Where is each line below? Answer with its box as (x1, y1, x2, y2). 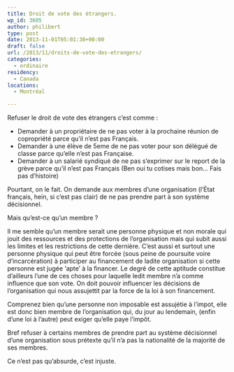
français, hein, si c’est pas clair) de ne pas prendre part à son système (7, 193, 210, 201)
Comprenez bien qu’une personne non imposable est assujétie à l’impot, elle (7, 300, 227, 308)
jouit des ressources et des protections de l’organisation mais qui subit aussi (7, 235, 227, 243)
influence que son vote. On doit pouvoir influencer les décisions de (7, 279, 200, 287)
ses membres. (7, 343, 48, 352)
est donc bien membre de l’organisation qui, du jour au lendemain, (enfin (7, 308, 217, 316)
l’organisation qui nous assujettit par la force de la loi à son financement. (7, 287, 216, 295)
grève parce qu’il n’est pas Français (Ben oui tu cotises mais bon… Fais (17, 164, 222, 173)
